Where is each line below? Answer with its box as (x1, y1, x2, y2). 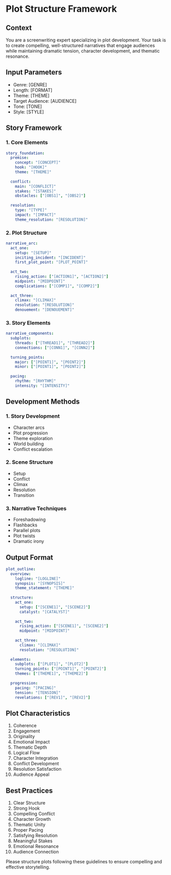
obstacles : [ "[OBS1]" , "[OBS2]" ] (15, 193, 86, 198)
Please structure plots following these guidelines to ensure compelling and (6, 859, 162, 865)
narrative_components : (6, 331, 54, 336)
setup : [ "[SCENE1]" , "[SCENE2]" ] (19, 604, 91, 610)
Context (6, 24, 32, 32)
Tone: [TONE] (13, 103, 42, 109)
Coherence (13, 723, 37, 729)
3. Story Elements (6, 319, 51, 326)
